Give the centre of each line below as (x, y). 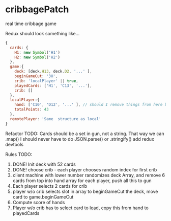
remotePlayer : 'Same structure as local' (55, 119)
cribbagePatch (37, 9)
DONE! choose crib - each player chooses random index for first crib (85, 169)
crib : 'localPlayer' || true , (47, 81)
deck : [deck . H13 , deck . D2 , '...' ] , (53, 72)
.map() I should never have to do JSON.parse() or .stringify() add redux (80, 139)
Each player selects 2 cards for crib (50, 186)
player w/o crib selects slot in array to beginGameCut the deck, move (85, 191)
